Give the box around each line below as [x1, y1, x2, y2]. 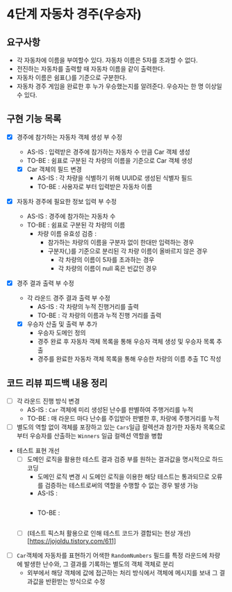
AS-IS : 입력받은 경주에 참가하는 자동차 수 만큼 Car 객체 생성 [26, 147, 190, 156]
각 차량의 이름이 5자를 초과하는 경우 [58, 255, 155, 264]
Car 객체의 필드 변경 [26, 165, 82, 173]
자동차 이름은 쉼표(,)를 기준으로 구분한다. [16, 74, 127, 81]
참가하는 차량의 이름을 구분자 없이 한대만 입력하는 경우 [47, 238, 194, 246]
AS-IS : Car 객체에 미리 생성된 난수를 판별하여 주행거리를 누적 [26, 406, 194, 414]
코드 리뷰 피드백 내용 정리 [6, 377, 108, 389]
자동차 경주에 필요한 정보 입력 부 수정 [16, 197, 117, 205]
